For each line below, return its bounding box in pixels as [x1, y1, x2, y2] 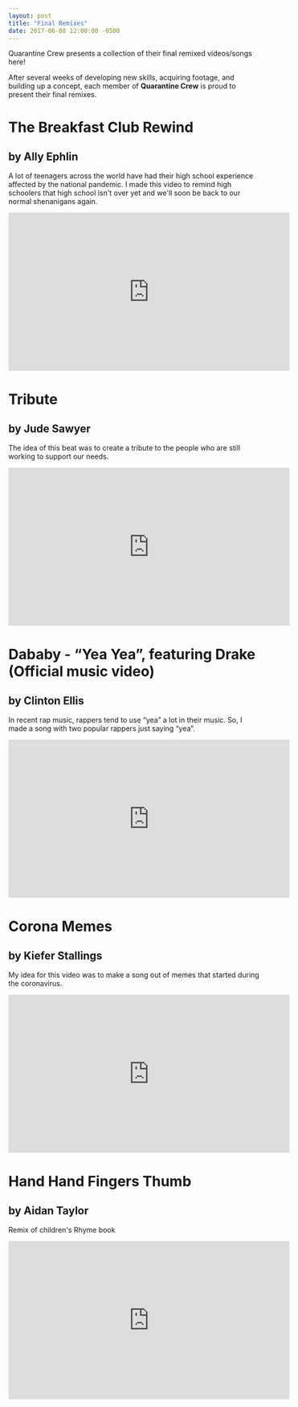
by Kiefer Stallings [8, 948, 103, 962]
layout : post [8, 11, 52, 20]
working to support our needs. [8, 451, 109, 462]
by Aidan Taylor [8, 1204, 89, 1217]
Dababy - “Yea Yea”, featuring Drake [8, 645, 255, 663]
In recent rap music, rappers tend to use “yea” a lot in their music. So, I [8, 716, 243, 725]
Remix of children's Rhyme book [8, 1226, 116, 1235]
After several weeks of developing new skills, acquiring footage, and [8, 73, 235, 83]
